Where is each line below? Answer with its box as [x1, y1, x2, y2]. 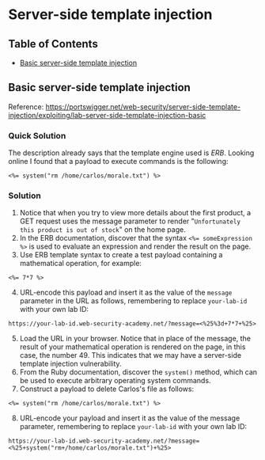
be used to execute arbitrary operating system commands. [19, 376, 211, 386]
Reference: [8, 101, 44, 112]
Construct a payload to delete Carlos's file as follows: [19, 384, 195, 393]
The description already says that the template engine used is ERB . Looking [8, 148, 255, 158]
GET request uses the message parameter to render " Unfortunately [19, 216, 241, 226]
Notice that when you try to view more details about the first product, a [19, 208, 252, 218]
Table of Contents [8, 37, 99, 51]
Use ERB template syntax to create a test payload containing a [19, 250, 223, 260]
